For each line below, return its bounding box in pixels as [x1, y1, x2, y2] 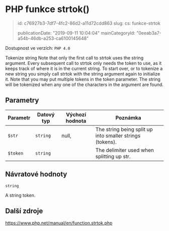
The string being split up [95, 126, 153, 133]
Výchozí [66, 111, 87, 118]
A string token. [5, 192, 36, 198]
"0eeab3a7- [136, 30, 162, 36]
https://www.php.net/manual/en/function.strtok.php [5, 220, 113, 226]
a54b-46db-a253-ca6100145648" [17, 35, 89, 41]
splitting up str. [95, 152, 131, 160]
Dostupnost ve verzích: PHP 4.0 [5, 45, 70, 51]
